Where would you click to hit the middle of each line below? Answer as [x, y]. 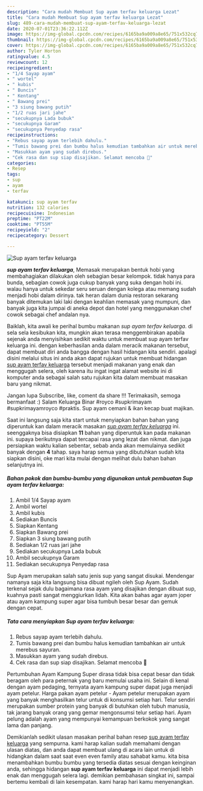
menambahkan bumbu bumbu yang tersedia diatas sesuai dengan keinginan [101, 762]
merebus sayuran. [38, 649]
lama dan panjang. [30, 725]
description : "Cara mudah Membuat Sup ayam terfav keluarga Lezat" [93, 12]
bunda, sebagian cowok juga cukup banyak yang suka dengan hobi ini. [95, 282]
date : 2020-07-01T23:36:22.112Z [47, 29]
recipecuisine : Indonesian [41, 213]
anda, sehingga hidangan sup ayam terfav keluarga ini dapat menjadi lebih [100, 769]
